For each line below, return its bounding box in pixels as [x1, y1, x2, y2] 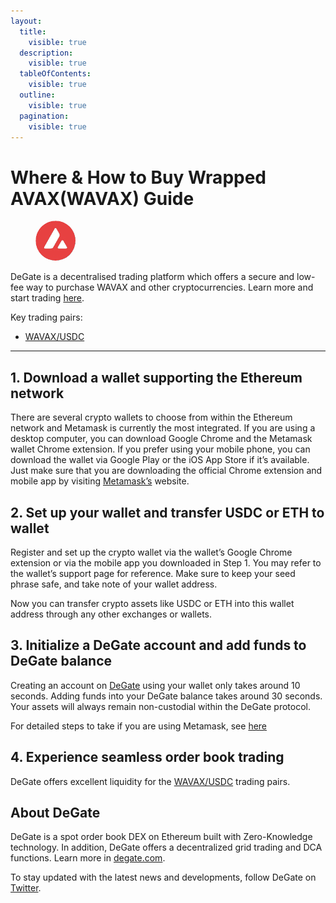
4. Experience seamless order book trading [10, 749, 285, 766]
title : [19, 26, 47, 37]
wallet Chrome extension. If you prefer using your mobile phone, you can [10, 443, 311, 455]
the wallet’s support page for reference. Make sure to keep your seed [10, 567, 296, 579]
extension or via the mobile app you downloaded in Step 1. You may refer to [10, 556, 322, 569]
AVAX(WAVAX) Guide [10, 187, 195, 210]
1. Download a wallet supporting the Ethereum [10, 369, 303, 386]
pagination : [19, 111, 70, 121]
